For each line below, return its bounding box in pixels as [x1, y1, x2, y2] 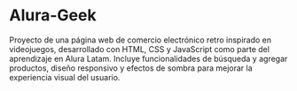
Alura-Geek [9, 5, 97, 26]
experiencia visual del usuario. [9, 72, 121, 82]
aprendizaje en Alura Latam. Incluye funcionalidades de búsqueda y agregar [9, 53, 288, 64]
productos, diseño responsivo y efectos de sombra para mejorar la [9, 63, 253, 73]
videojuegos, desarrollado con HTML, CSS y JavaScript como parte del [9, 43, 270, 54]
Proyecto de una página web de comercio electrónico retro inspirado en [9, 34, 272, 45]
